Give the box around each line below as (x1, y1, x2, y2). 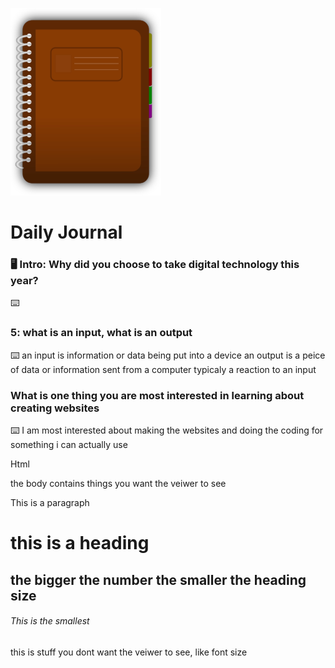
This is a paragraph (10, 497, 90, 509)
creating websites (10, 401, 100, 415)
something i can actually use (10, 439, 128, 451)
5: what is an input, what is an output (10, 326, 193, 340)
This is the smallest (10, 615, 90, 627)
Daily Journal (10, 221, 123, 244)
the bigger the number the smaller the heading (10, 571, 307, 588)
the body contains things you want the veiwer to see (10, 478, 227, 490)
